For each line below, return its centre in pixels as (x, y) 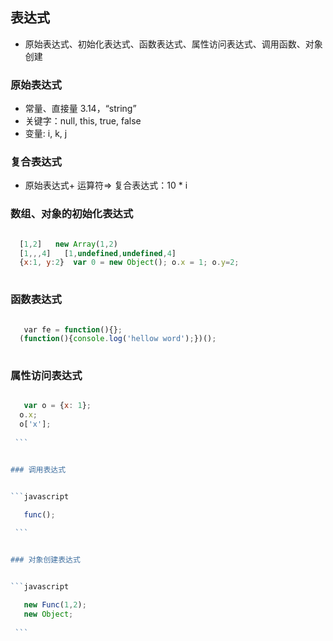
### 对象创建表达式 (45, 560)
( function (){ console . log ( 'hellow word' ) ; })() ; (118, 339)
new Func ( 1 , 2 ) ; (55, 604)
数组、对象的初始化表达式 (72, 214)
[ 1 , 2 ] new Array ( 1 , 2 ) (68, 244)
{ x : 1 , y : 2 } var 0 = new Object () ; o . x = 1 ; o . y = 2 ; (129, 263)
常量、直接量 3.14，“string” (80, 109)
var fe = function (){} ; (73, 329)
